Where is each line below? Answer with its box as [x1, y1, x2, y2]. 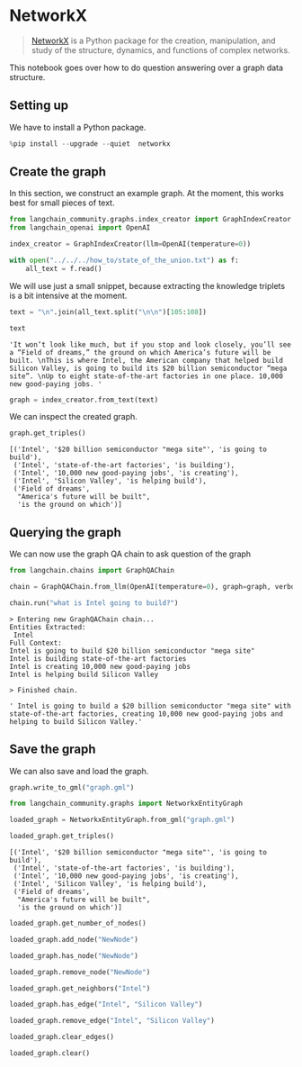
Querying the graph [9, 524, 121, 540]
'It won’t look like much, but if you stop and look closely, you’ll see [9, 339, 292, 349]
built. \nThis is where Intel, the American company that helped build [9, 356, 283, 365]
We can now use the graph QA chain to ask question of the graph [9, 548, 252, 559]
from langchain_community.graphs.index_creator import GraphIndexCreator [9, 215, 292, 224]
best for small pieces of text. [9, 197, 115, 208]
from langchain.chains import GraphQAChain [9, 566, 175, 575]
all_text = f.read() [25, 264, 102, 273]
